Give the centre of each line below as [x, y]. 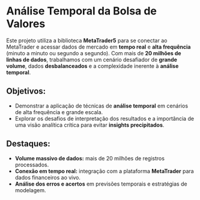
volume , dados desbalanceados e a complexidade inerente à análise [92, 66]
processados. [32, 165]
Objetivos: [26, 91]
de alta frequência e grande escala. [59, 112]
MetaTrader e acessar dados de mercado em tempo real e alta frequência [98, 47]
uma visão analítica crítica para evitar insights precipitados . [89, 125]
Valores [26, 24]
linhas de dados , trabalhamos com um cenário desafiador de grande [92, 59]
